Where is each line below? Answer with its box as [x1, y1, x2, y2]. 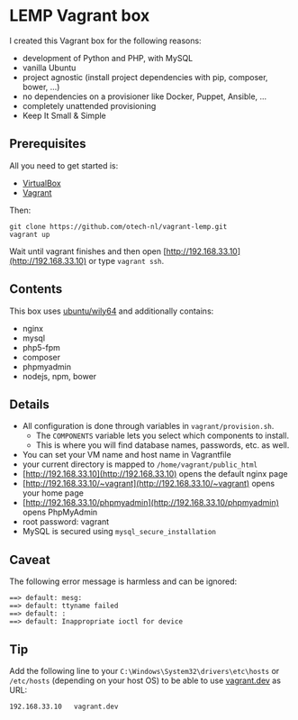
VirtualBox [22, 178, 61, 188]
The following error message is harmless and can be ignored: [9, 576, 238, 587]
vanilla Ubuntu [22, 62, 77, 73]
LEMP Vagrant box [9, 5, 150, 26]
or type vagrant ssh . [88, 255, 165, 266]
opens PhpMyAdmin [22, 506, 98, 518]
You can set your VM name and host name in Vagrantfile [22, 450, 231, 460]
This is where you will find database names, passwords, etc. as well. [35, 440, 290, 451]
